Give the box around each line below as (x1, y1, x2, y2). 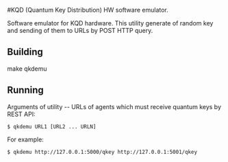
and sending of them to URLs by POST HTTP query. (7, 27, 153, 34)
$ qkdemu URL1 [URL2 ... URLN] (7, 123, 97, 130)
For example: (7, 135, 45, 143)
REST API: (7, 110, 36, 118)
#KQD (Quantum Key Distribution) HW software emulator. (7, 6, 169, 14)
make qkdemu (7, 65, 47, 73)
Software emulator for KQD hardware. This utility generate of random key (7, 19, 214, 27)
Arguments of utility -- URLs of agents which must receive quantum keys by (7, 102, 221, 111)
